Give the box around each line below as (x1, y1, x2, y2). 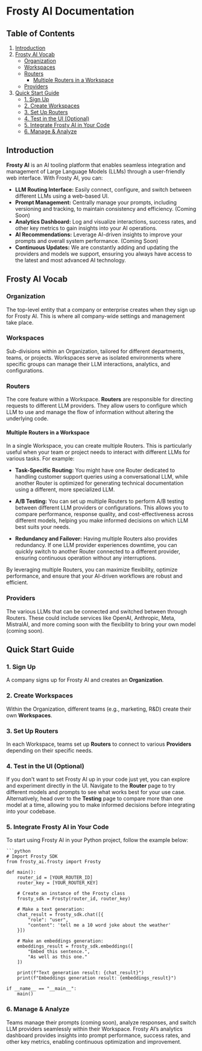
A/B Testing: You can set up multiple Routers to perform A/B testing (14, 497, 185, 505)
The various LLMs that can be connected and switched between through (6, 607, 187, 615)
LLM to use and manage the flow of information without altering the (6, 409, 174, 416)
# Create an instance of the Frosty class (17, 890, 125, 897)
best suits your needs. (14, 523, 71, 531)
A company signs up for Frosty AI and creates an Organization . (6, 676, 164, 684)
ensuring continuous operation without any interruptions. (14, 554, 157, 561)
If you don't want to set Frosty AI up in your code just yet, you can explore (6, 775, 190, 783)
